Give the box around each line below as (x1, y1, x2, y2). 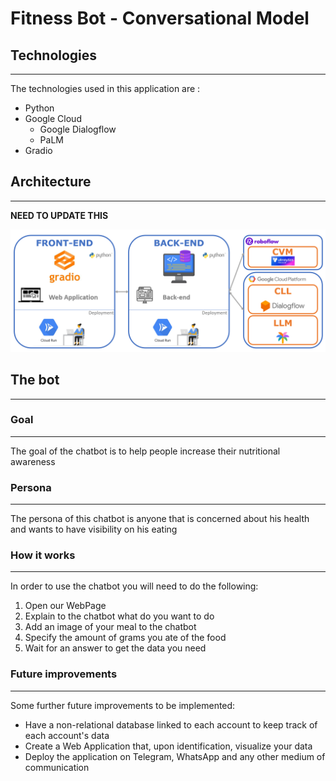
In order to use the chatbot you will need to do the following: (10, 580, 259, 592)
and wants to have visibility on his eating (10, 523, 178, 536)
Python (24, 102, 55, 114)
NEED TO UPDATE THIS (10, 209, 109, 221)
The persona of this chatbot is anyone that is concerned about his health (10, 513, 310, 525)
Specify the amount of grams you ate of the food (24, 632, 227, 644)
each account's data (24, 729, 110, 741)
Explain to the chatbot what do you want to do (24, 610, 215, 622)
